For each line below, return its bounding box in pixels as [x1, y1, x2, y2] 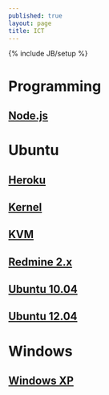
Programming [8, 77, 102, 95]
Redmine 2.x [8, 255, 73, 269]
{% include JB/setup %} [8, 49, 88, 59]
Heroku [8, 173, 46, 187]
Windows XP [8, 374, 75, 388]
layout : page [8, 19, 52, 27]
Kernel [8, 200, 42, 214]
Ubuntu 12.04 [8, 310, 78, 323]
